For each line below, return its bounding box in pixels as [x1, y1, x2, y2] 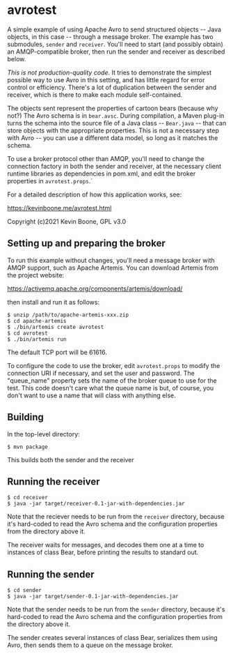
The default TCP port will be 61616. [7, 348, 108, 356]
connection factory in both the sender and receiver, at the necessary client [7, 162, 221, 170]
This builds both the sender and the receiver [7, 455, 134, 464]
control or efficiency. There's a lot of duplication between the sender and [7, 83, 217, 91]
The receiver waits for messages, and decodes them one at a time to [7, 541, 204, 549]
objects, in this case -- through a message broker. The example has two [7, 32, 214, 40]
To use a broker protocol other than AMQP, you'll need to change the [7, 154, 205, 162]
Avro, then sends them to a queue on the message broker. [7, 641, 174, 650]
